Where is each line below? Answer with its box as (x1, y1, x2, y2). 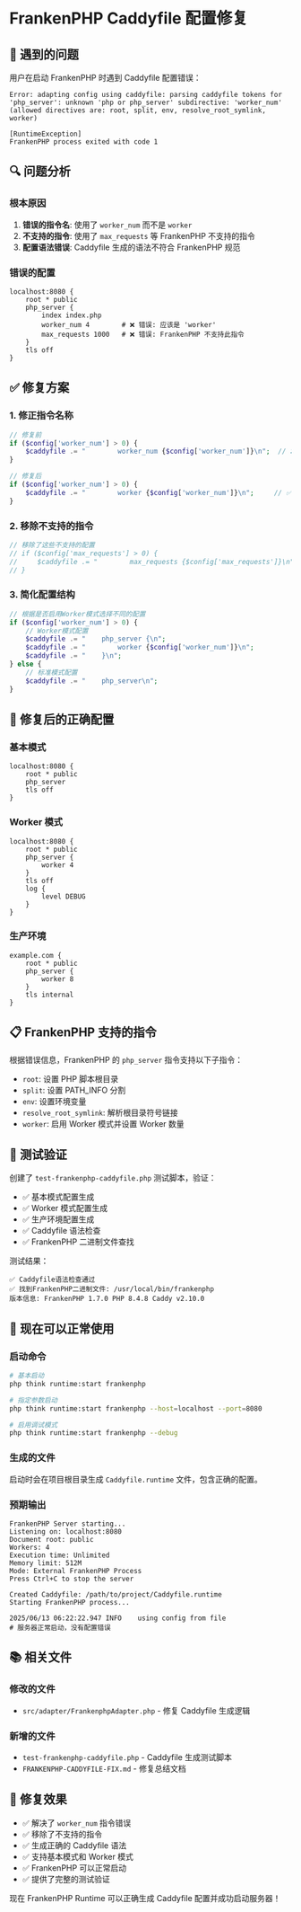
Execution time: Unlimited (9, 1551, 110, 1560)
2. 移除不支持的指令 (9, 519, 94, 532)
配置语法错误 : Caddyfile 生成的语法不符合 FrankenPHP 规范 (21, 242, 241, 252)
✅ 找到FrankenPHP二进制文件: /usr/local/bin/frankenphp (9, 1285, 215, 1294)
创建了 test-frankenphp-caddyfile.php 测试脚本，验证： (9, 1173, 217, 1183)
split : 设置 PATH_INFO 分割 (21, 1084, 126, 1095)
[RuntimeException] (9, 129, 82, 138)
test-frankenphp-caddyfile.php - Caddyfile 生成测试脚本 (21, 1751, 233, 1762)
